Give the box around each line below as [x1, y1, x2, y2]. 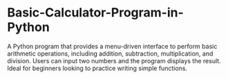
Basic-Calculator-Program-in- [7, 5, 184, 21]
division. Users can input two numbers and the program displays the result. [7, 56, 221, 65]
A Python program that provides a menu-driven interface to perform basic [7, 42, 218, 50]
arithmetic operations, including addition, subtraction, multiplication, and [7, 49, 213, 58]
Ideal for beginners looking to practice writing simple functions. [7, 64, 188, 72]
